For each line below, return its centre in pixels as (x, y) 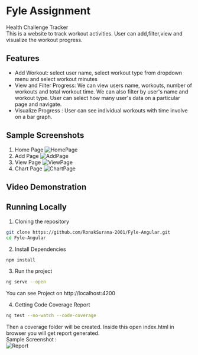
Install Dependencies (40, 249)
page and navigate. (38, 104)
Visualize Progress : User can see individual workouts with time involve (101, 110)
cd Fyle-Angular (26, 238)
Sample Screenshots (45, 135)
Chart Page (28, 168)
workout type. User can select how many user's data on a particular (97, 98)
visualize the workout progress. (44, 40)
